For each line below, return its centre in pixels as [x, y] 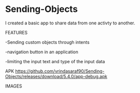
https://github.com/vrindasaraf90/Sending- [60, 71]
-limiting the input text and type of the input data [55, 61]
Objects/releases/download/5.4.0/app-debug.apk [56, 76]
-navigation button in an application [42, 52]
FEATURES [16, 32]
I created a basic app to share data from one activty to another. [70, 23]
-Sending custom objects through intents [47, 42]
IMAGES [14, 86]
